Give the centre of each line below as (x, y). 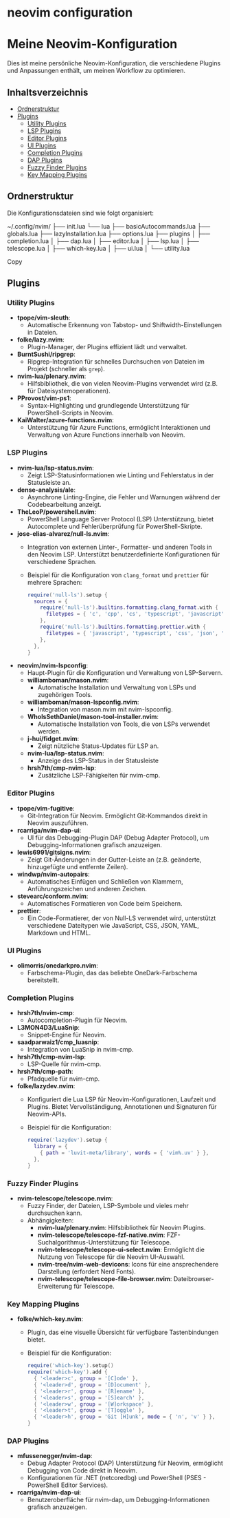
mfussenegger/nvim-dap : (55, 1456)
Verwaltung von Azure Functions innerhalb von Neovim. (106, 435)
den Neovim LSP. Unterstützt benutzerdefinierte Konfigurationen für (124, 554)
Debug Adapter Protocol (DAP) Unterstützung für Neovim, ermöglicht (125, 1463)
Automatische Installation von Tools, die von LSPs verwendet (124, 724)
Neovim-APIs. (47, 1114)
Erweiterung (55, 1287)
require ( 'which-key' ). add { (67, 1372)
